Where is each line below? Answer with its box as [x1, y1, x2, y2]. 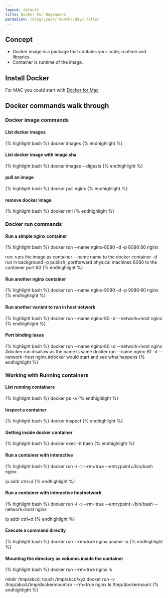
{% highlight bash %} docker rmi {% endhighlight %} [5, 208, 115, 214]
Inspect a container [5, 407, 47, 413]
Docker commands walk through [5, 101, 109, 110]
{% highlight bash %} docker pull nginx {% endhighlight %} [5, 185, 128, 191]
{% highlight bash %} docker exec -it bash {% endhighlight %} [5, 440, 135, 446]
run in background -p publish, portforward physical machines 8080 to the [5, 259, 157, 265]
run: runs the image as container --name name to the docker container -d [5, 254, 157, 260]
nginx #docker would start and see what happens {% [35, 354, 145, 360]
